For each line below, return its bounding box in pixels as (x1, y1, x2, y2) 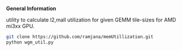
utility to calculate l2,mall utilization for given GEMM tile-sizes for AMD (6, 16, 176, 23)
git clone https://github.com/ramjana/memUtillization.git (6, 34, 154, 40)
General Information (6, 5, 57, 12)
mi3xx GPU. (6, 23, 35, 29)
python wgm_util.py (6, 39, 54, 45)
